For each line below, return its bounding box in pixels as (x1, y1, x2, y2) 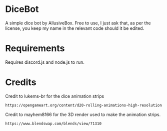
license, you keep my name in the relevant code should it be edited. (5, 25, 144, 31)
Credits (5, 77, 36, 88)
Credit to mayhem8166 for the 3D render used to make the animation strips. (5, 111, 161, 118)
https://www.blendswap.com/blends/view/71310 (5, 121, 101, 126)
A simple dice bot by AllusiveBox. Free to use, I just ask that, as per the (5, 20, 151, 26)
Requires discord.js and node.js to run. (5, 59, 85, 65)
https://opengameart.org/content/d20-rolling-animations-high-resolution (5, 103, 162, 108)
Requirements (5, 43, 65, 54)
